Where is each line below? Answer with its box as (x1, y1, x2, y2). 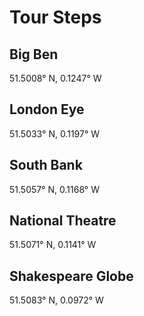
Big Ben (9, 46, 59, 63)
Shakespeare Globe (9, 267, 134, 285)
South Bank (9, 157, 83, 174)
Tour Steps (9, 6, 102, 29)
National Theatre (9, 212, 117, 230)
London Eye (9, 101, 85, 118)
